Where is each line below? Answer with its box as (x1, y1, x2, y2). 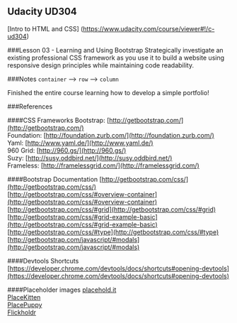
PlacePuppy (7, 300, 42, 309)
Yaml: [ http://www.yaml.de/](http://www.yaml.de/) (7, 138, 154, 147)
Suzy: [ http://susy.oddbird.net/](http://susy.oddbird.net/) (7, 153, 173, 162)
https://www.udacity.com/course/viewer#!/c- (82, 24, 215, 33)
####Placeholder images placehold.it (7, 285, 117, 294)
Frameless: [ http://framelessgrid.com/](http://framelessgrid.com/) (7, 161, 200, 170)
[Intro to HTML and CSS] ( (7, 24, 83, 33)
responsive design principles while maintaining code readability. (7, 60, 195, 70)
